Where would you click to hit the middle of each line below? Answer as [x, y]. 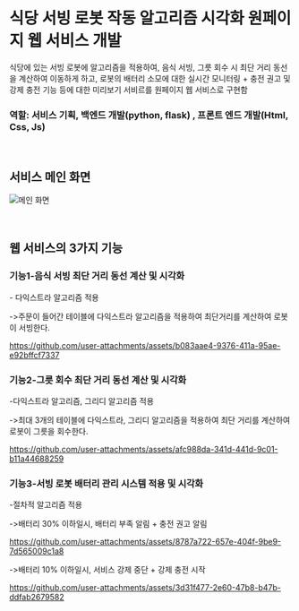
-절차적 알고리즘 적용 [46, 505]
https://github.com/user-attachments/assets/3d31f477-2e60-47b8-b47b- [145, 588]
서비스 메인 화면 [50, 177]
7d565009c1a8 [37, 551]
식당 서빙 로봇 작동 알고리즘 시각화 [127, 18]
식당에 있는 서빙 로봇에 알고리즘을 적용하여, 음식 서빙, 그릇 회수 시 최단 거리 [140, 67]
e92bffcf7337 [34, 355]
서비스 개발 [84, 41]
